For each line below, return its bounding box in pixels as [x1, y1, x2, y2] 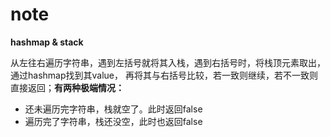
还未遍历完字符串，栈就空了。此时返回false [24, 103, 203, 115]
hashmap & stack [10, 36, 84, 48]
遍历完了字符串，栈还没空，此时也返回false [24, 115, 203, 127]
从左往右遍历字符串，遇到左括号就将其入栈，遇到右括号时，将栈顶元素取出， [10, 56, 326, 68]
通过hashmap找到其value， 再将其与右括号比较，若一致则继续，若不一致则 [10, 69, 318, 81]
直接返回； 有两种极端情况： [10, 81, 125, 93]
